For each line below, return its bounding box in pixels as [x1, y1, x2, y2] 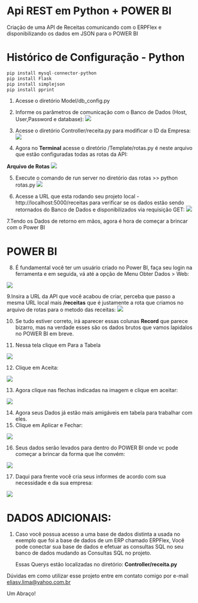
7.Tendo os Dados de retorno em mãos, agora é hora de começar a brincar [6, 217, 188, 225]
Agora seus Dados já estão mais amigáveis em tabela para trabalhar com [15, 409, 193, 416]
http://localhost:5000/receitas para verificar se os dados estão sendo [15, 199, 184, 206]
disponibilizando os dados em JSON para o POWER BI [6, 30, 138, 37]
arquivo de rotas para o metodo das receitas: [6, 306, 116, 314]
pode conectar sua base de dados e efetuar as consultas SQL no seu [15, 543, 183, 550]
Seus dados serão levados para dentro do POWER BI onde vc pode [15, 444, 179, 451]
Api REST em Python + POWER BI [6, 4, 172, 18]
